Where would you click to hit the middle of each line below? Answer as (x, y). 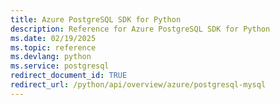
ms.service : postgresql (60, 66)
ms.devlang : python (51, 57)
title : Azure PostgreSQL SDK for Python (96, 19)
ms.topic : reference (53, 47)
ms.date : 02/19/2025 (53, 38)
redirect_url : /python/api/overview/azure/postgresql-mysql (138, 85)
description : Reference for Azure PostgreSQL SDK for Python (140, 29)
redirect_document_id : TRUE (69, 76)
